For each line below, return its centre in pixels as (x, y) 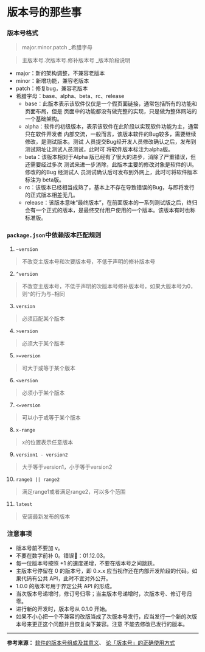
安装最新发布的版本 (46, 516)
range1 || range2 (38, 479)
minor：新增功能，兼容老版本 (52, 81)
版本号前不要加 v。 (39, 548)
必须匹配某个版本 (43, 318)
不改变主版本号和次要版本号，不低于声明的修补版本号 (89, 261)
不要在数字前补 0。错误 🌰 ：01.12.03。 (62, 556)
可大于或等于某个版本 (48, 368)
